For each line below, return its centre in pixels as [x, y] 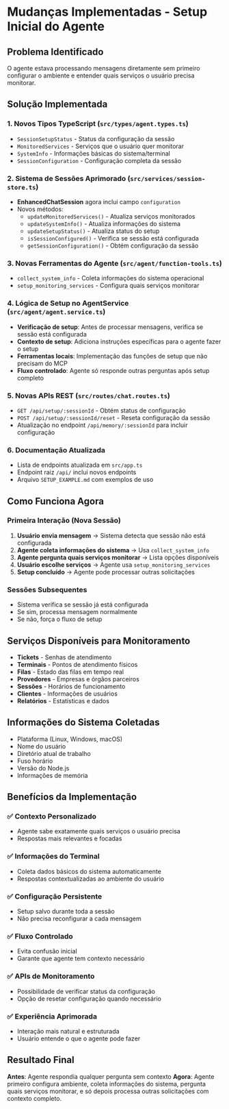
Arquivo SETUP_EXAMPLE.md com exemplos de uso [85, 480]
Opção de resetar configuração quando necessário [89, 999]
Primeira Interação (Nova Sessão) [64, 520]
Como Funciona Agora [56, 501]
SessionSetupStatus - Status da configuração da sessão [96, 138]
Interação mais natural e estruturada [68, 1031]
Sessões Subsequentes [47, 589]
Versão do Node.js [43, 768]
